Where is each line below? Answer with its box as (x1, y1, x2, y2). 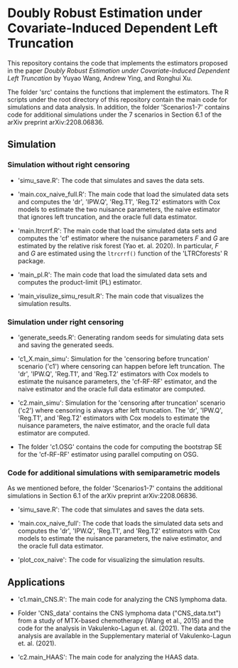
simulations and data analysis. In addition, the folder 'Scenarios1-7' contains (7, 102, 230, 111)
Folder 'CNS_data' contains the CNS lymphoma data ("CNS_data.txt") (17, 609, 222, 617)
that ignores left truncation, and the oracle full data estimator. (17, 212, 198, 221)
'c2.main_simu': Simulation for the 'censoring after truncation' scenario (17, 398, 226, 407)
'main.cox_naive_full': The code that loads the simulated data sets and (17, 519, 224, 528)
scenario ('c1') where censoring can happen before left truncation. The (17, 361, 225, 371)
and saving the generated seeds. (17, 340, 114, 349)
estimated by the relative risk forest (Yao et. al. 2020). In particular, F (17, 241, 219, 250)
